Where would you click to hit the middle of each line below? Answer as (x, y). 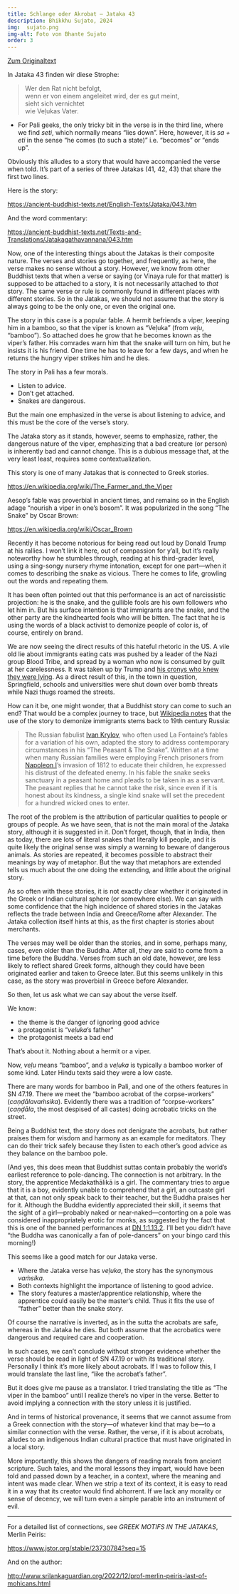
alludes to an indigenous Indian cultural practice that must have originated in (119, 1440)
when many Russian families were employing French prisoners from (124, 757)
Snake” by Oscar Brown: (43, 516)
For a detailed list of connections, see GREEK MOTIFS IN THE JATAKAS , (113, 1527)
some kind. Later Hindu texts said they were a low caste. (90, 1073)
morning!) (22, 1243)
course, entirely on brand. (45, 633)
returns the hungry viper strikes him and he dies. (79, 358)
